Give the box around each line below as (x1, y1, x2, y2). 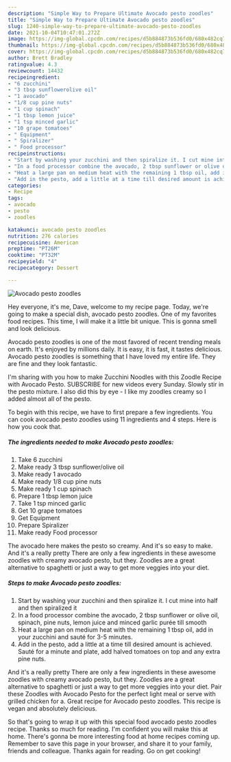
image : (8, 36, 27, 42)
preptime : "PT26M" (8, 245, 60, 252)
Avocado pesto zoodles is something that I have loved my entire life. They (8, 352, 216, 360)
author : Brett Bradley (8, 55, 73, 62)
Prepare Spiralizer (17, 521, 69, 529)
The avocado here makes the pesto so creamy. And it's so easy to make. (8, 541, 213, 550)
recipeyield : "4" (8, 258, 58, 265)
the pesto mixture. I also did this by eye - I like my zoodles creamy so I (8, 387, 206, 395)
